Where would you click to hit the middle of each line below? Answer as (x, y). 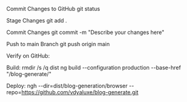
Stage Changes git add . (37, 20)
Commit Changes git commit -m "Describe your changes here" (86, 32)
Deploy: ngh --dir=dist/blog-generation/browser (67, 86)
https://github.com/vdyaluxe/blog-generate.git (80, 92)
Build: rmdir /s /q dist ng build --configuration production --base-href (94, 67)
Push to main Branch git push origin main (58, 44)
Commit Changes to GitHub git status (53, 9)
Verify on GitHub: (28, 56)
